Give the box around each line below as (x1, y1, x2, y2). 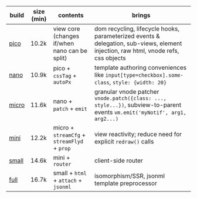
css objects (94, 54, 126, 62)
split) (53, 54, 67, 62)
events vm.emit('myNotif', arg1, (94, 108, 186, 116)
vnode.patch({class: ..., (94, 95, 167, 101)
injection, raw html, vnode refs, (94, 47, 179, 54)
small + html (53, 169, 87, 177)
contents (58, 11, 84, 19)
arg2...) (94, 115, 119, 122)
